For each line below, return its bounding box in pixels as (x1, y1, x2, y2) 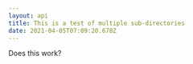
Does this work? (8, 49, 62, 58)
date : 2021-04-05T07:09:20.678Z (8, 26, 117, 34)
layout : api (8, 11, 48, 20)
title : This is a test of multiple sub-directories (8, 19, 185, 27)
